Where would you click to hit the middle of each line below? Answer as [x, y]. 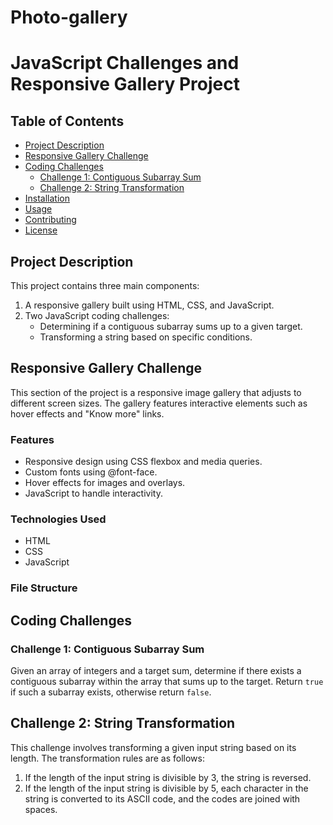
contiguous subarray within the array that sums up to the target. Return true [167, 682]
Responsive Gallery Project [125, 84]
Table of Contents [67, 121]
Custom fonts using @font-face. [91, 472]
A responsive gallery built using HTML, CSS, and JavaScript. [149, 305]
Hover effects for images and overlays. [105, 483]
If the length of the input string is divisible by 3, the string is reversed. [168, 777]
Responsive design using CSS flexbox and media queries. [143, 462]
